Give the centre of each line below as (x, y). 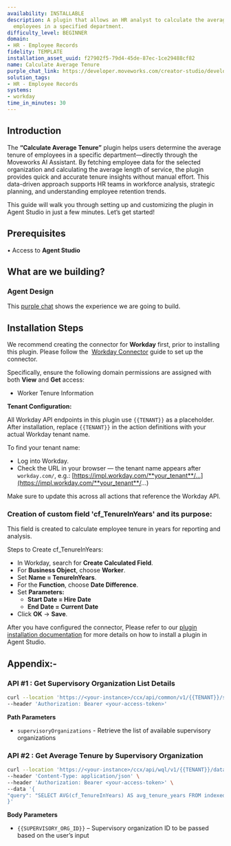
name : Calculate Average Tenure (53, 65)
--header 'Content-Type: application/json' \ (73, 776)
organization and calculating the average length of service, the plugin (106, 169)
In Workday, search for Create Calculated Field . (85, 563)
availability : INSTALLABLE (46, 13)
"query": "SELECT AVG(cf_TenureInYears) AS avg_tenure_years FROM (104, 795)
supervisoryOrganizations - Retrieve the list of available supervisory (114, 730)
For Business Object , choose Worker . (71, 570)
